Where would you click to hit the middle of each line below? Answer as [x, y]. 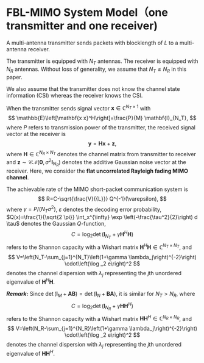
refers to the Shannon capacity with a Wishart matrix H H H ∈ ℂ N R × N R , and [99, 318]
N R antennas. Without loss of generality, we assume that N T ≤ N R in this [97, 70]
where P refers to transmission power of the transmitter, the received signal [101, 128]
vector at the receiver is [36, 134]
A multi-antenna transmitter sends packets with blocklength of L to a [92, 43]
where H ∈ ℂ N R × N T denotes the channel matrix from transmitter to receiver [101, 153]
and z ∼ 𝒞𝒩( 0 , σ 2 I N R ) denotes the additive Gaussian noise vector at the [97, 162]
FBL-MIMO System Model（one [87, 13]
